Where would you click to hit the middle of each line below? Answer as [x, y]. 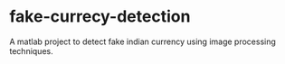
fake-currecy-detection [100, 17]
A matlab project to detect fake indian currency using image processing [142, 41]
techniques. [31, 50]
